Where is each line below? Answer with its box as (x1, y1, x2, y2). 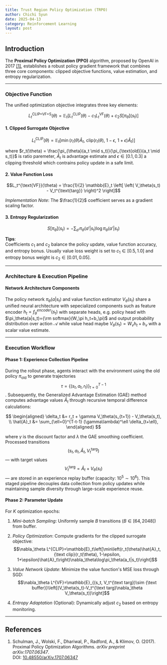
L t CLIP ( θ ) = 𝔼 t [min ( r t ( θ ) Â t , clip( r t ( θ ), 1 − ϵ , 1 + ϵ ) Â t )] (31, 136, 136, 144)
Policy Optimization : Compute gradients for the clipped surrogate (12, 533, 146, 539)
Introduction (5, 44, 45, 53)
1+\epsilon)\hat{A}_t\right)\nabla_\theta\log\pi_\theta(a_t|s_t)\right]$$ (17, 557, 158, 563)
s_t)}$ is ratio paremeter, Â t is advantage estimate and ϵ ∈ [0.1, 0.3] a (5, 153, 147, 160)
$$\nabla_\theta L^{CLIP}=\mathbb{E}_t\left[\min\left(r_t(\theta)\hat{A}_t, (13, 546, 161, 552)
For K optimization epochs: (5, 508, 61, 514)
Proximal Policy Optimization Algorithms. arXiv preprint (12, 644, 125, 650)
